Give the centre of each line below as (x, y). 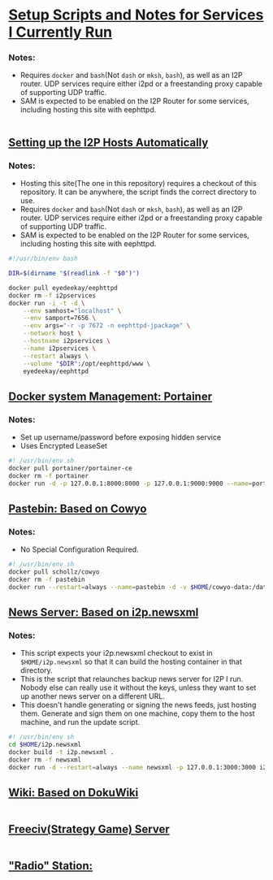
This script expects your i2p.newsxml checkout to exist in (116, 653)
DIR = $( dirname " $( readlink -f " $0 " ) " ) (74, 274)
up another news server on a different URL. (92, 696)
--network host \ (52, 334)
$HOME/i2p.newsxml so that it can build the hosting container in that (131, 662)
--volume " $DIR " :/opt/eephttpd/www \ (87, 363)
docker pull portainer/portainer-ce (70, 468)
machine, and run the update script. (80, 722)
